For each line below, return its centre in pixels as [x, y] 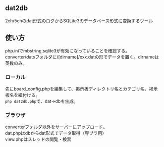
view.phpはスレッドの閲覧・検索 [38, 139]
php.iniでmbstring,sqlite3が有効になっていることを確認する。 [68, 50]
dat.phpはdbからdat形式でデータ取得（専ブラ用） [56, 133]
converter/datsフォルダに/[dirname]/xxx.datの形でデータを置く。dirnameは [82, 57]
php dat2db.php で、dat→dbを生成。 [42, 101]
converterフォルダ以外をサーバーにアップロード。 [56, 127]
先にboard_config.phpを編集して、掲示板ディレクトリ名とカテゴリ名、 [77, 89]
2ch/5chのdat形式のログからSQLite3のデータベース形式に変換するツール [79, 21]
